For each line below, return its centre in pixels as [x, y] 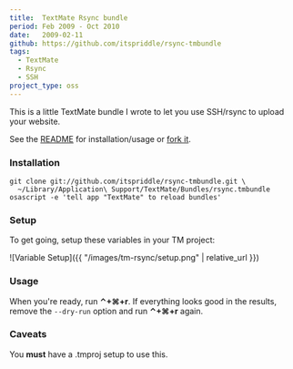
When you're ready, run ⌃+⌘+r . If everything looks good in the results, [143, 301]
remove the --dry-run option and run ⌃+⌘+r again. [106, 311]
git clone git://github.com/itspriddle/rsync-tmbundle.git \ [128, 181]
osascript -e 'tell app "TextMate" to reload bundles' [116, 197]
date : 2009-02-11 [46, 35]
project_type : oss [44, 86]
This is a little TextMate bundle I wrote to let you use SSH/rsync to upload [147, 111]
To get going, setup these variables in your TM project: [112, 240]
